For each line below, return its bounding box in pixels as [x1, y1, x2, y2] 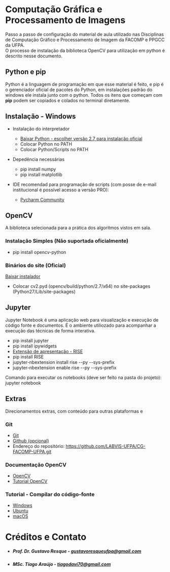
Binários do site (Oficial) [5, 262, 66, 269]
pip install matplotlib [20, 171, 62, 178]
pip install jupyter [12, 337, 49, 344]
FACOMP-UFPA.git [12, 448, 52, 454]
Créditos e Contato [5, 531, 87, 542]
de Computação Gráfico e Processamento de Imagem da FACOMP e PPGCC [5, 37, 165, 43]
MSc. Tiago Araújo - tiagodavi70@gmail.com [12, 561, 111, 567]
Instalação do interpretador [12, 126, 70, 132]
